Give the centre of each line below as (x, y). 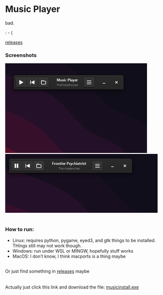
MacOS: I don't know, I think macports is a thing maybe (69, 256)
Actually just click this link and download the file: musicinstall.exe (72, 287)
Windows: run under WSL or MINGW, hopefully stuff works (73, 251)
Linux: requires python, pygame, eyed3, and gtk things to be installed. (84, 240)
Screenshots (21, 55)
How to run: (20, 229)
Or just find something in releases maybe (47, 271)
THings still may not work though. (47, 246)
